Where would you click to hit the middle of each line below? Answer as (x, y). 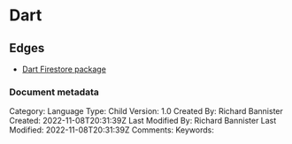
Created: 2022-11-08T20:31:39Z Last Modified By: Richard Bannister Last (143, 121)
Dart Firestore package (64, 69)
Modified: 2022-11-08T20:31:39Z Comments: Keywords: (112, 130)
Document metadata (54, 92)
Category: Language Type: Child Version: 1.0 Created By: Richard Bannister (146, 111)
